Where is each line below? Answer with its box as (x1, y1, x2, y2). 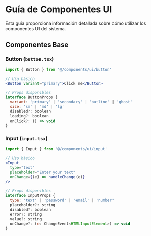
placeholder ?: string (10, 203, 56, 208)
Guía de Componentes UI (5, 4, 112, 15)
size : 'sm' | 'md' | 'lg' (10, 104, 65, 109)
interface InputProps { (5, 193, 56, 198)
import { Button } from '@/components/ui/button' (5, 67, 112, 72)
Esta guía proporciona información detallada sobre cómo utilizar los (5, 20, 146, 26)
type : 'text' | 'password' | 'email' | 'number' (10, 198, 115, 203)
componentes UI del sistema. (5, 25, 66, 31)
